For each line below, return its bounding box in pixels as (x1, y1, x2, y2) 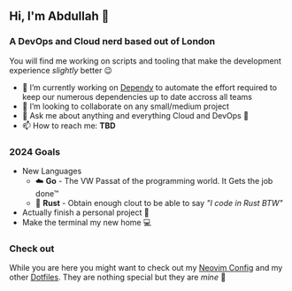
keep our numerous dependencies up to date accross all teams (21, 91, 252, 102)
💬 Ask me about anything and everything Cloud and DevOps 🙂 (21, 110, 250, 120)
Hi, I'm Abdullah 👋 (9, 9, 110, 24)
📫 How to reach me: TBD (21, 120, 117, 131)
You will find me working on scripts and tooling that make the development (9, 55, 281, 66)
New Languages (21, 165, 82, 176)
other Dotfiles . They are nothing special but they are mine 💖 (9, 272, 227, 283)
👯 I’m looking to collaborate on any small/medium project (21, 101, 230, 111)
